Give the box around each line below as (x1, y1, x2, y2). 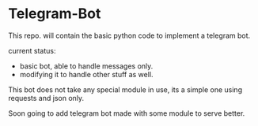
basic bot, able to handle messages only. (19, 61, 154, 71)
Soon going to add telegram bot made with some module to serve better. (8, 108, 245, 118)
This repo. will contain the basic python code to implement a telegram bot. (8, 31, 251, 40)
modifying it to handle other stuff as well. (19, 69, 154, 79)
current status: (8, 46, 56, 55)
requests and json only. (8, 93, 85, 102)
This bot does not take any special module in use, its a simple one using (8, 84, 243, 94)
